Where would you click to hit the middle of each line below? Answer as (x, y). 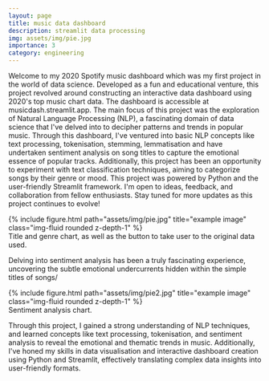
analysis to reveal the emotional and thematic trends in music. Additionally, (132, 342)
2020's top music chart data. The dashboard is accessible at (109, 101)
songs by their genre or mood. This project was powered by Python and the (133, 178)
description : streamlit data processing (77, 30)
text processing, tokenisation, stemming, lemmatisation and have (116, 144)
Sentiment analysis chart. (50, 310)
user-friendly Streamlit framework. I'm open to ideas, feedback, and (121, 186)
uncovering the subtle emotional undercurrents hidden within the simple (127, 269)
